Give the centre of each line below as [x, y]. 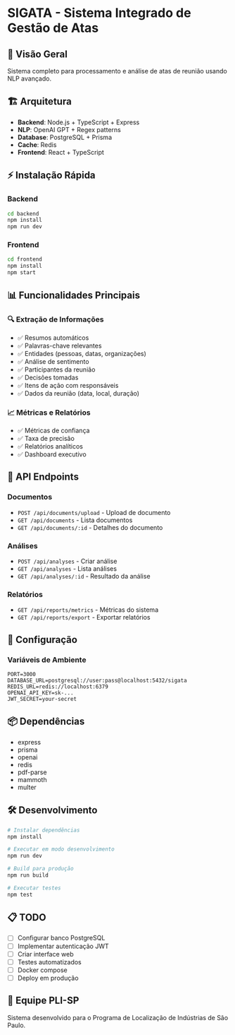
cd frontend [25, 259]
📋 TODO [27, 917]
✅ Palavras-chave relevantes [59, 345]
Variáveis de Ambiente [47, 660]
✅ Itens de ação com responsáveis [68, 385]
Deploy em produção [48, 978]
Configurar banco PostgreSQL [61, 938]
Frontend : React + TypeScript [61, 152]
